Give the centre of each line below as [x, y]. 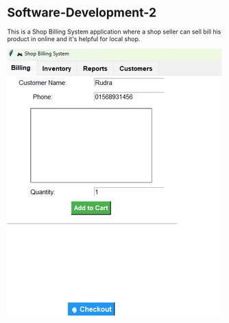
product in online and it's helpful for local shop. [74, 38]
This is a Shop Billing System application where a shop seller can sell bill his [114, 32]
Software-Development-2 [82, 13]
